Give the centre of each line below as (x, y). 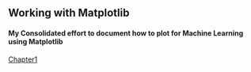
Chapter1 (23, 59)
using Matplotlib (36, 41)
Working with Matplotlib (69, 13)
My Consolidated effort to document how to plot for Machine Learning (126, 33)
